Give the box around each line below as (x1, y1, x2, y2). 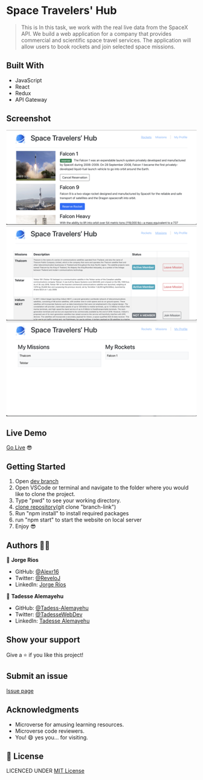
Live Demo (6, 428, 47, 438)
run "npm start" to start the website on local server (14, 516, 142, 524)
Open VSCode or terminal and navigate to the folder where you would (14, 484, 189, 491)
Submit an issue (6, 671, 68, 681)
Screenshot (6, 113, 51, 124)
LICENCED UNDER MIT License (6, 767, 85, 775)
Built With (6, 61, 44, 71)
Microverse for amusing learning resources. (14, 721, 124, 728)
